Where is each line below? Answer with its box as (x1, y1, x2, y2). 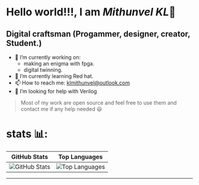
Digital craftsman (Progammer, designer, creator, (6, 29, 191, 39)
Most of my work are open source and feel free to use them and (20, 99, 177, 106)
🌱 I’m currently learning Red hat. (14, 73, 94, 79)
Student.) (6, 38, 42, 48)
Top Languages (58, 152, 103, 161)
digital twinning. (23, 66, 63, 73)
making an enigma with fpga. (23, 60, 95, 67)
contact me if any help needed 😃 (20, 106, 102, 112)
